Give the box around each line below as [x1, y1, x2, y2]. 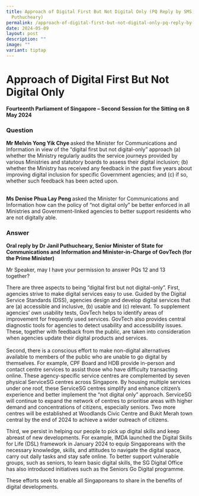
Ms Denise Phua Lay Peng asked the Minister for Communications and [6, 195, 179, 202]
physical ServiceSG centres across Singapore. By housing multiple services [6, 379, 191, 386]
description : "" [6, 36, 46, 42]
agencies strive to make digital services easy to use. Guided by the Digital [6, 290, 187, 297]
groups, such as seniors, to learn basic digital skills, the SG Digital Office [6, 459, 183, 466]
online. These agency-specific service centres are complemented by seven [6, 372, 191, 379]
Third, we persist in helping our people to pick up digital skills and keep [6, 428, 179, 435]
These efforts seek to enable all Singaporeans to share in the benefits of [6, 477, 182, 484]
